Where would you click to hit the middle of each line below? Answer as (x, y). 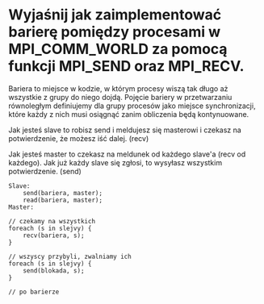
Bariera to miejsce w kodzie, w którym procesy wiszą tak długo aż (118, 88)
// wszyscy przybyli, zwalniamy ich (70, 256)
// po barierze (34, 292)
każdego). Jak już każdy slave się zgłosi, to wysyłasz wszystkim (115, 162)
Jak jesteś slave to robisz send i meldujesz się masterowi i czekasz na (125, 130)
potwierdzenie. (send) (45, 171)
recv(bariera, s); (54, 235)
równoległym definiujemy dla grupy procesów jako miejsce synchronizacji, (132, 106)
